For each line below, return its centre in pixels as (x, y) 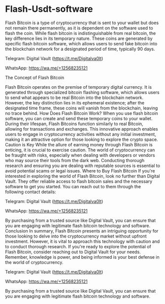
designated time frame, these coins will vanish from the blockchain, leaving (82, 108)
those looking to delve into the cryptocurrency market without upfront (76, 236)
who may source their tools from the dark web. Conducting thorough (75, 160)
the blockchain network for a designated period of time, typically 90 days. (80, 49)
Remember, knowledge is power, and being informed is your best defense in (82, 257)
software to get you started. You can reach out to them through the (73, 186)
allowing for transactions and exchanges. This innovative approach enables (82, 129)
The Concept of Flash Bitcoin (35, 77)
